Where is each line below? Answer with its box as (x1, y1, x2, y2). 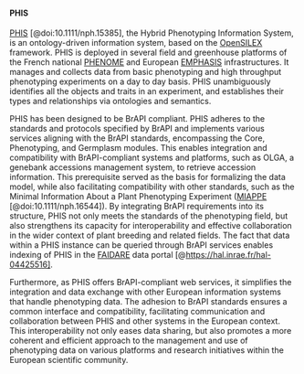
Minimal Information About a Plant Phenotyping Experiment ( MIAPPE (9, 191, 267, 202)
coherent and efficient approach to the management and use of (9, 335, 248, 347)
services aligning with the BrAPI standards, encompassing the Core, (9, 133, 266, 144)
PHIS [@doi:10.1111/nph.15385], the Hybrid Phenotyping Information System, (9, 27, 294, 38)
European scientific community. (9, 355, 129, 366)
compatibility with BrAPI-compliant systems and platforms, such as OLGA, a (9, 152, 295, 164)
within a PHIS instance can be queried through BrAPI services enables (9, 240, 274, 251)
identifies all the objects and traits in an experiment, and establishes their (9, 86, 285, 97)
